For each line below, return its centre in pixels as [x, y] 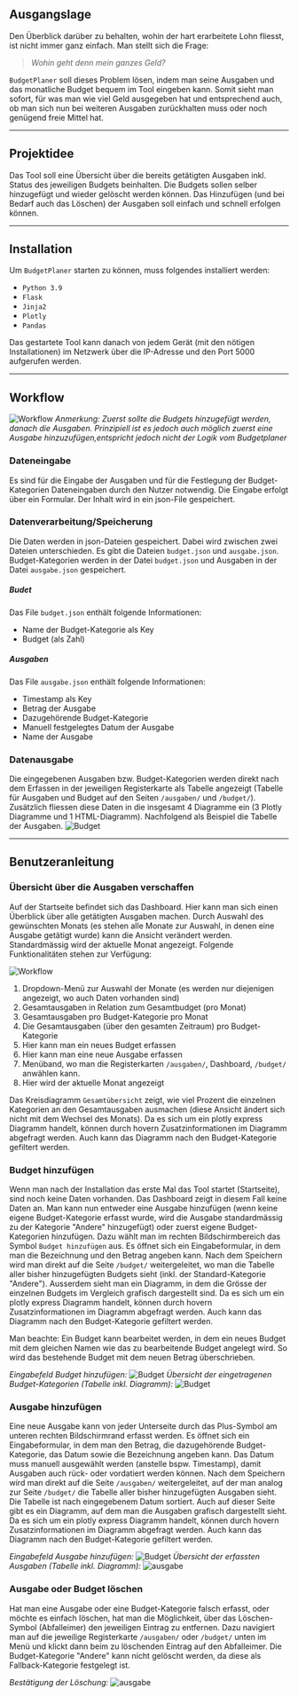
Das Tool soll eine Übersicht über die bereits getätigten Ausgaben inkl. [138, 175]
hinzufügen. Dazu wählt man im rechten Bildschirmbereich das [166, 1236]
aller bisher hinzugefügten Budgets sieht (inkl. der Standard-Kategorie [137, 1274]
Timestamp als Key [57, 698]
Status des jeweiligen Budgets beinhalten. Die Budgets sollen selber [133, 185]
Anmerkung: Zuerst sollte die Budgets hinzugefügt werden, [163, 419]
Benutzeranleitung [62, 862]
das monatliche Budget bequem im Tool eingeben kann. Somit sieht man [141, 89]
